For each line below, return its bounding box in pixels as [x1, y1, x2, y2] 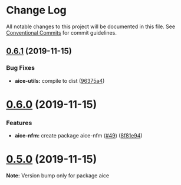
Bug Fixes [6, 64, 35, 72]
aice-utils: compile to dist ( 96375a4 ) [14, 77, 105, 84]
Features [6, 119, 32, 127]
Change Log [6, 4, 67, 17]
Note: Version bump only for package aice [6, 172, 110, 179]
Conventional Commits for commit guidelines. [6, 29, 117, 36]
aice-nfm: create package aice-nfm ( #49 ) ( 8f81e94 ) [14, 132, 143, 139]
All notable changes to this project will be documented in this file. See [6, 23, 176, 30]
